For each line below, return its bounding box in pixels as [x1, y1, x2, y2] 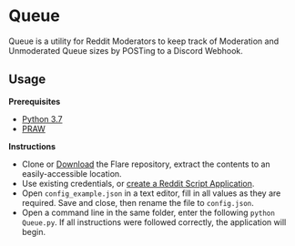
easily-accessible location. [21, 168, 122, 179]
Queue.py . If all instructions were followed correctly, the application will [21, 216, 287, 228]
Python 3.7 [21, 113, 63, 124]
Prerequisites [8, 96, 61, 107]
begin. [21, 226, 46, 237]
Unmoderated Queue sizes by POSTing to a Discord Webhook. [8, 45, 243, 56]
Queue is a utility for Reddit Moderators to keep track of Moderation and [8, 36, 280, 46]
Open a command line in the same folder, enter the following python [21, 207, 275, 218]
